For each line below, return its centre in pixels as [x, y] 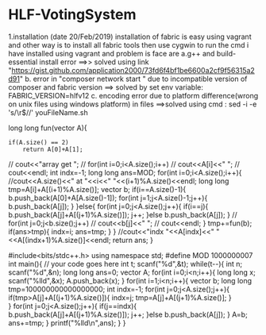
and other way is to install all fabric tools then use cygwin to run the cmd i [129, 44]
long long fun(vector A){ [48, 128]
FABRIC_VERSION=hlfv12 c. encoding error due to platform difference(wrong [133, 95]
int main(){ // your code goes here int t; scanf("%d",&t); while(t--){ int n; [125, 264]
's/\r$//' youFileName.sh [48, 112]
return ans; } [133, 240]
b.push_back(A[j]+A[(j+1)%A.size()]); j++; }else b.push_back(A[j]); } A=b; [128, 314]
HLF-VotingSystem [72, 15]
